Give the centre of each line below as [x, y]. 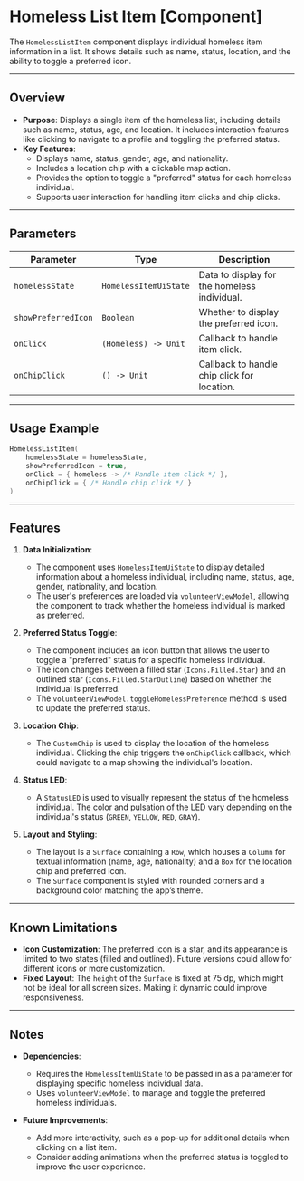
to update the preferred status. [93, 708]
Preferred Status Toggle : [70, 633]
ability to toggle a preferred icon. [71, 61]
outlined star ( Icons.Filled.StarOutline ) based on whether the [154, 679]
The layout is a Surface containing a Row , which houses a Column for [161, 852]
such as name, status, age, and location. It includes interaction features [156, 130]
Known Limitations [63, 927]
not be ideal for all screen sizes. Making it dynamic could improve [145, 988]
